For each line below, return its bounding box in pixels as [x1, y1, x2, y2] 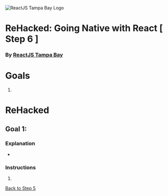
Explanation [5, 140, 35, 147]
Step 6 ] [5, 33, 39, 45]
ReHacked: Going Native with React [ [5, 23, 163, 34]
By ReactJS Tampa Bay [5, 51, 63, 58]
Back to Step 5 [5, 185, 36, 191]
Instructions [5, 164, 36, 171]
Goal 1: [5, 125, 27, 133]
